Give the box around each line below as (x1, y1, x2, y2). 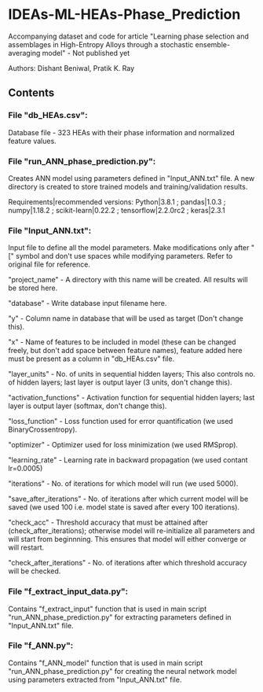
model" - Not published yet (42, 48, 130, 57)
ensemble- (195, 39, 230, 49)
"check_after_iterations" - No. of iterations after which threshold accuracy (8, 558, 247, 568)
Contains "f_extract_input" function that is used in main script (8, 604, 207, 613)
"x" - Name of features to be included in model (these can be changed (8, 337, 237, 347)
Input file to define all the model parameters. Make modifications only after (8, 243, 250, 252)
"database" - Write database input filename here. (8, 299, 167, 308)
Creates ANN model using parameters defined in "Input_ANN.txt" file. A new (8, 173, 255, 182)
